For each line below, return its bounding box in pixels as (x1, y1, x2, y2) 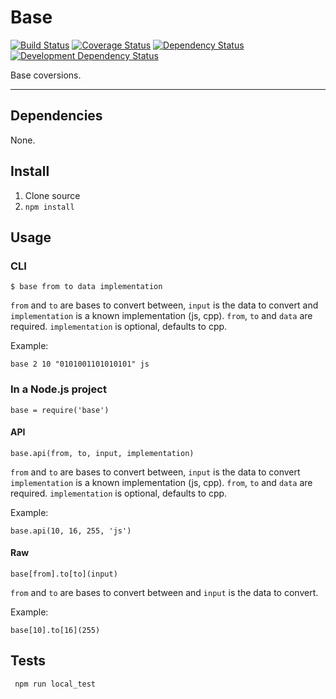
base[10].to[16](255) (10, 625, 101, 635)
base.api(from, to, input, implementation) (10, 448, 195, 458)
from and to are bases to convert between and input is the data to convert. (10, 586, 319, 598)
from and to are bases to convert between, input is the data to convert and (10, 299, 319, 311)
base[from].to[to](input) (10, 569, 118, 579)
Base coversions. (10, 69, 82, 81)
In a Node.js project (10, 382, 107, 396)
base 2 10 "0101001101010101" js (10, 359, 150, 370)
